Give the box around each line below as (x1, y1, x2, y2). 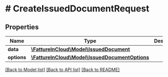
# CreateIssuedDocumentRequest (5, 3, 149, 14)
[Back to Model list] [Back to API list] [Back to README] (5, 67, 120, 73)
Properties (5, 23, 39, 31)
